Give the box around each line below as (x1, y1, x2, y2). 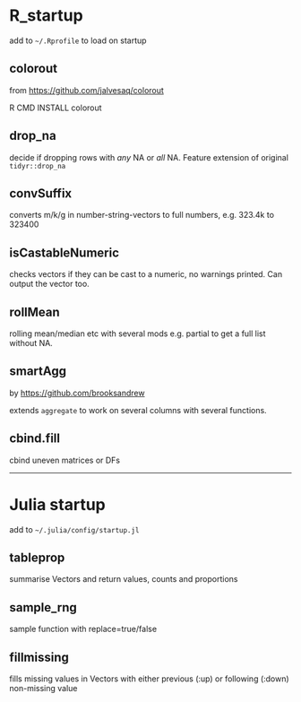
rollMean (9, 304, 60, 319)
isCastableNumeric (9, 245, 119, 260)
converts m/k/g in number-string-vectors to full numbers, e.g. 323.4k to (9, 210, 275, 221)
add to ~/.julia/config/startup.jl (9, 524, 140, 534)
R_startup (9, 5, 83, 26)
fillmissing (9, 649, 70, 664)
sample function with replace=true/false (9, 624, 158, 635)
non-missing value (9, 683, 78, 693)
